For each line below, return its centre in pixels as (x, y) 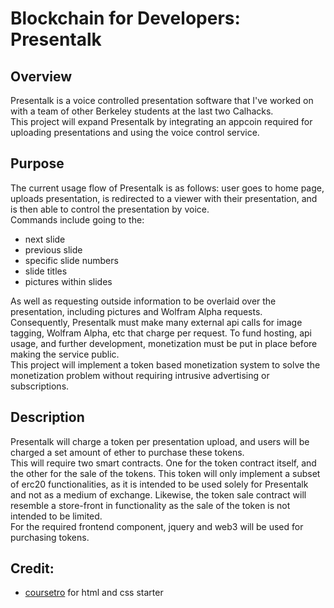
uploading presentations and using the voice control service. (135, 132)
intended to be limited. (56, 516)
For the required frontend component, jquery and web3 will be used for (157, 526)
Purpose (37, 163)
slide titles (46, 271)
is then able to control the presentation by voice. (110, 209)
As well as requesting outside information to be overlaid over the (143, 301)
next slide (45, 239)
